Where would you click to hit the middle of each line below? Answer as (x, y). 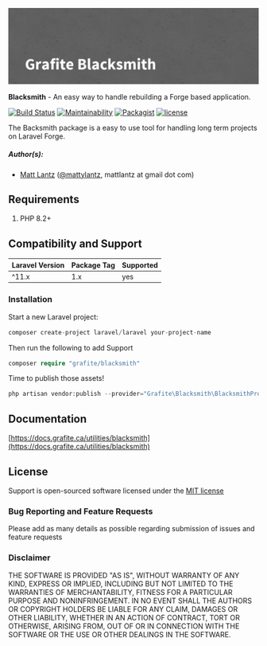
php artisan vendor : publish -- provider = (76, 394)
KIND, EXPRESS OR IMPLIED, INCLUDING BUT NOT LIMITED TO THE (121, 583)
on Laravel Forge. (37, 136)
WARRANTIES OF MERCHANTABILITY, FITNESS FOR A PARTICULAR (120, 592)
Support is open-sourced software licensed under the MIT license (116, 491)
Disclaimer (29, 558)
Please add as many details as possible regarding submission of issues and (132, 529)
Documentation (48, 419)
